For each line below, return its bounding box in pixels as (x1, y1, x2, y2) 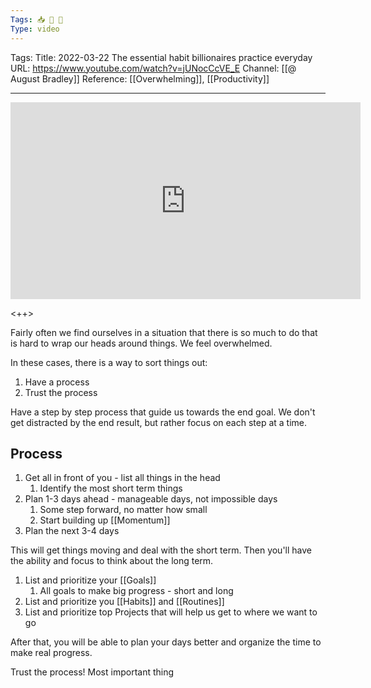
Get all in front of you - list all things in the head (24, 472, 221, 484)
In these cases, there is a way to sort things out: (10, 356, 208, 368)
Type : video (10, 24, 60, 34)
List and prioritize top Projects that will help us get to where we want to (24, 606, 318, 618)
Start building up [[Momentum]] (39, 514, 171, 526)
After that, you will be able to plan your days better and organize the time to (10, 636, 322, 648)
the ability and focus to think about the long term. (10, 555, 214, 567)
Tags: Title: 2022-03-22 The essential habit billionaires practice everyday (10, 51, 313, 63)
